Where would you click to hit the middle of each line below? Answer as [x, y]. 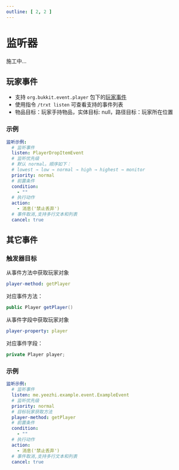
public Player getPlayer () [40, 308]
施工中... [16, 61]
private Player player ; [36, 355]
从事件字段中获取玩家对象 [38, 320]
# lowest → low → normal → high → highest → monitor [78, 170]
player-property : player [37, 331]
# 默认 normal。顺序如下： [41, 164]
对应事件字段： [24, 343]
